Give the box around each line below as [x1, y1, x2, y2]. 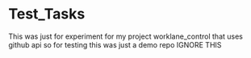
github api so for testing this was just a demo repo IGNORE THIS [8, 39, 222, 49]
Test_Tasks [8, 5, 86, 23]
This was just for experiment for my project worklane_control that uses [8, 31, 244, 41]
